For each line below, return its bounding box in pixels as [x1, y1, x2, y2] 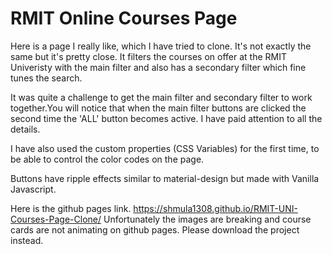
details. [10, 123, 41, 135]
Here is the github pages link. [10, 202, 132, 214]
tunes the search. [10, 72, 83, 84]
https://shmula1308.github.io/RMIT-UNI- [133, 202, 298, 214]
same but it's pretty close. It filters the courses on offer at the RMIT [10, 50, 287, 62]
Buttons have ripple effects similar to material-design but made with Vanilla [10, 172, 320, 184]
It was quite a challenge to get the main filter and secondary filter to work [10, 91, 313, 103]
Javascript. [10, 183, 57, 195]
